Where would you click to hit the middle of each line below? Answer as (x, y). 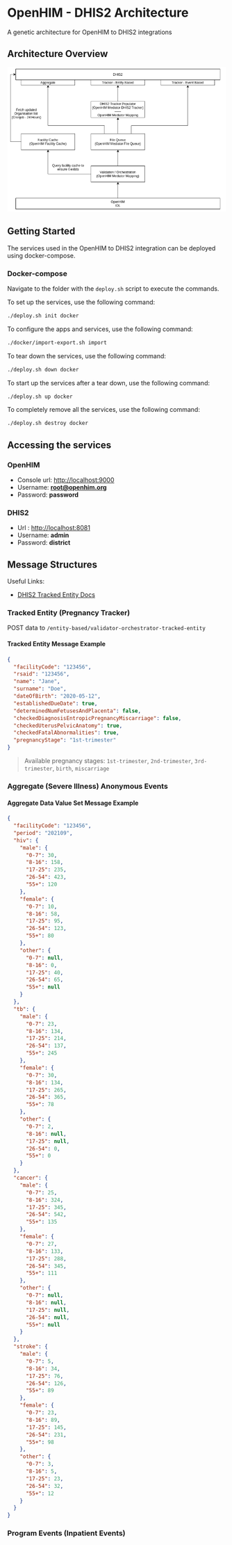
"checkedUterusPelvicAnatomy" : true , (68, 726)
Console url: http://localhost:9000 (66, 480)
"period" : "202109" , (43, 833)
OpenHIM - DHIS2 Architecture (98, 13)
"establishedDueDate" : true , (56, 703)
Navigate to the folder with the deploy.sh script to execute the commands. (113, 288)
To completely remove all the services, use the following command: (103, 410)
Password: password (48, 495)
